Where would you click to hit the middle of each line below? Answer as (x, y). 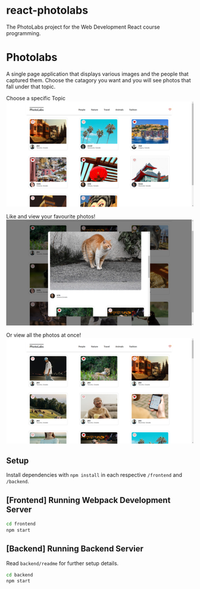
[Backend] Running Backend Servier (75, 549)
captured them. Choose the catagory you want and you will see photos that (99, 80)
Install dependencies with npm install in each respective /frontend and (94, 475)
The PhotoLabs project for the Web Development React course (83, 27)
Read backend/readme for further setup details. (62, 563)
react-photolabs (47, 10)
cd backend (20, 575)
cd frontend (21, 524)
